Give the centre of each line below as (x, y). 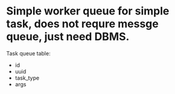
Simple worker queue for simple (88, 11)
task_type (27, 78)
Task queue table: (28, 53)
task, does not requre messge (82, 24)
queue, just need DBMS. (68, 37)
